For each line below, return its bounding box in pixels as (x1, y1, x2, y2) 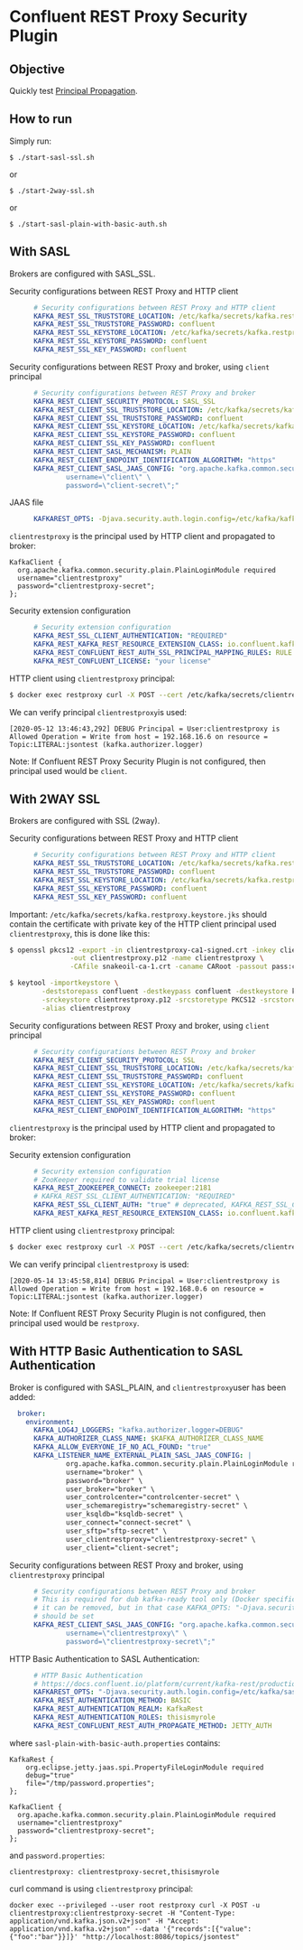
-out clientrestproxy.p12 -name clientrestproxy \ (69, 954, 264, 963)
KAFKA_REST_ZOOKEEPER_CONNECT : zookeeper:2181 (32, 1183, 212, 1193)
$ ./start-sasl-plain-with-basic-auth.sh (9, 219, 168, 229)
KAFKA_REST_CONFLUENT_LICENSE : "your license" (32, 657, 212, 666)
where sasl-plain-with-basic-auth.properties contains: (9, 1737, 221, 1749)
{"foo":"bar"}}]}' (9, 1932, 78, 1941)
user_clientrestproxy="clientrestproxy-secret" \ (66, 1535, 256, 1544)
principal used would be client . (9, 765, 128, 776)
